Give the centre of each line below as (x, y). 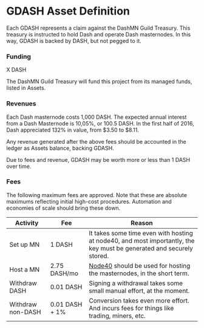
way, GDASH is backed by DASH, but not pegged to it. (74, 41)
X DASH (16, 70)
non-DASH (25, 312)
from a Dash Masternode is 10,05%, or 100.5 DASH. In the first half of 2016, (100, 123)
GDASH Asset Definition (68, 11)
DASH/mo (64, 273)
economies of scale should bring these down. (63, 208)
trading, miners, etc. (117, 315)
